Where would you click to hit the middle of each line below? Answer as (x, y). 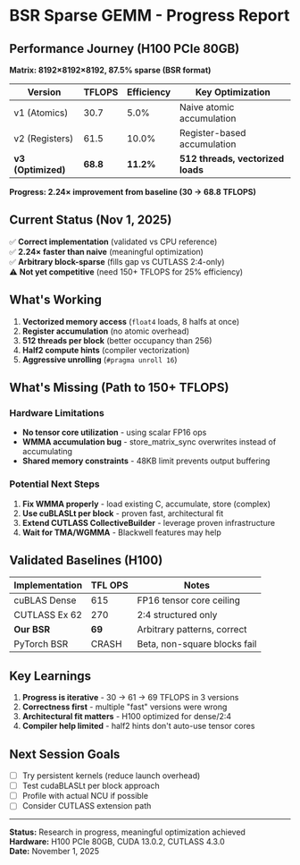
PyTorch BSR (41, 644)
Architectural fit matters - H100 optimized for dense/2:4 (127, 717)
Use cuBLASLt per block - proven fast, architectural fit (123, 513)
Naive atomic (207, 107)
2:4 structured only (177, 615)
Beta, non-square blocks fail (197, 644)
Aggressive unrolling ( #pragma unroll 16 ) (100, 360)
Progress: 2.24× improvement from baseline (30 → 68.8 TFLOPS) (133, 192)
